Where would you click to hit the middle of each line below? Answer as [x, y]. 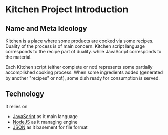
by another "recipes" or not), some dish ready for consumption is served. [83, 78]
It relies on [16, 106]
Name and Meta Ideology [46, 28]
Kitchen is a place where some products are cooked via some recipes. [79, 41]
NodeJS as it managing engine [45, 122]
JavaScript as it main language [45, 116]
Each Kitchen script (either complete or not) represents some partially [79, 67]
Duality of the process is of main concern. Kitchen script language [75, 46]
